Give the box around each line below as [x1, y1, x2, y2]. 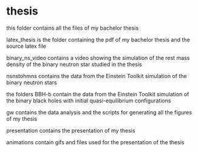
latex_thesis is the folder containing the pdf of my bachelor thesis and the [6, 36, 190, 43]
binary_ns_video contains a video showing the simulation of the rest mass [6, 54, 190, 61]
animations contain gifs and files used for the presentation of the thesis [6, 138, 185, 146]
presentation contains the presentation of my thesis [6, 127, 135, 134]
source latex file [6, 42, 47, 50]
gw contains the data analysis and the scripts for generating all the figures [6, 108, 193, 116]
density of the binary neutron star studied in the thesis [6, 61, 142, 68]
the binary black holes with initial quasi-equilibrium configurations [6, 97, 171, 104]
